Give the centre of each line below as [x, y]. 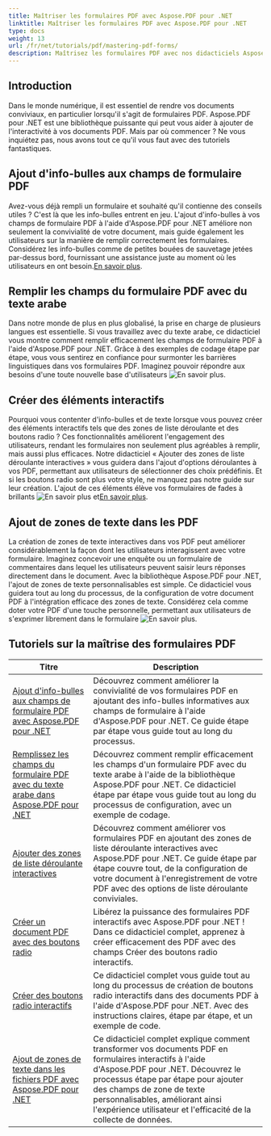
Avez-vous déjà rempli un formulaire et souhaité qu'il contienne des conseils [135, 206]
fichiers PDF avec [46, 1079]
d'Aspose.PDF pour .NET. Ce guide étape [171, 721]
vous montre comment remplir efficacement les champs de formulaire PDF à [135, 341]
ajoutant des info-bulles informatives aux [171, 701]
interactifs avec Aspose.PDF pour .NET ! [169, 921]
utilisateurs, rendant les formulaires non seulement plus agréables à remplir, [134, 446]
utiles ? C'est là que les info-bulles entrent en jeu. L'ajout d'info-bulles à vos [134, 214]
